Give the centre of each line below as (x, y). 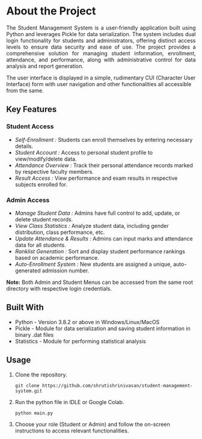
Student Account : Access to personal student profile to (84, 152)
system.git (29, 391)
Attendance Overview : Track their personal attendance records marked (104, 165)
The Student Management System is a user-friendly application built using (101, 28)
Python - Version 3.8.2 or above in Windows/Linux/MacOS (87, 322)
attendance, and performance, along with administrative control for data (101, 60)
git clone (27, 385)
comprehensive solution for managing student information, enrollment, (101, 53)
